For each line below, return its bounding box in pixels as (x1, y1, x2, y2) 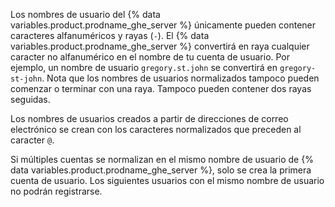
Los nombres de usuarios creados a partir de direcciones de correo (10, 113, 289, 124)
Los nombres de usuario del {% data (10, 9, 161, 20)
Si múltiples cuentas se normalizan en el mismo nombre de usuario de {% (10, 154, 314, 165)
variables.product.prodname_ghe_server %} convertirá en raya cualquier (10, 40, 310, 52)
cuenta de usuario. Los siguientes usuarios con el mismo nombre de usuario (10, 175, 325, 186)
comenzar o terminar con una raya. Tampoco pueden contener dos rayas (10, 83, 312, 94)
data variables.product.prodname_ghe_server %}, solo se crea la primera (10, 164, 312, 176)
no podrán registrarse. (10, 185, 103, 197)
